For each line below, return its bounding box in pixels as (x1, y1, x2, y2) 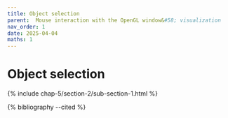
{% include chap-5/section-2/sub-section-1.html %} (7, 89, 159, 98)
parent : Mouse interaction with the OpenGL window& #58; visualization (7, 17, 221, 24)
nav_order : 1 (7, 23, 46, 30)
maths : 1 (7, 36, 33, 43)
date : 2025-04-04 (7, 29, 58, 37)
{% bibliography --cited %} (7, 103, 86, 112)
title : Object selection (7, 10, 80, 17)
